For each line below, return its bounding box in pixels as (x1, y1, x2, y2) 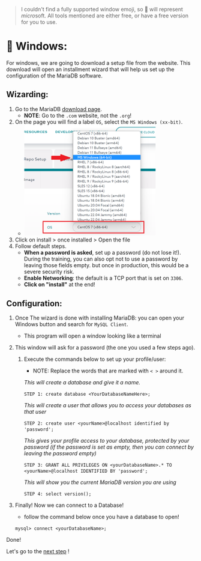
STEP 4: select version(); (23, 491, 92, 497)
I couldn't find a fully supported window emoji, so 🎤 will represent (20, 6, 183, 13)
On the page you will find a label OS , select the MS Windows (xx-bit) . (14, 118, 183, 126)
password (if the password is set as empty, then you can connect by (23, 443, 194, 450)
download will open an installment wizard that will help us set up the (6, 65, 175, 73)
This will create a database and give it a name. (23, 379, 141, 386)
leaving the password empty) (23, 450, 97, 457)
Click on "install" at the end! (23, 281, 95, 288)
